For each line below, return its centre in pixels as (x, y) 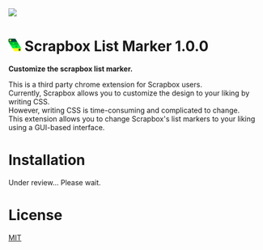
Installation (47, 160)
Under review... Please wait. (55, 182)
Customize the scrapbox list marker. (71, 69)
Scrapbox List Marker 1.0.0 (116, 47)
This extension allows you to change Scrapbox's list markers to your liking (132, 119)
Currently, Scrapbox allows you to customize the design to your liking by (129, 93)
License (36, 216)
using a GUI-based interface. (57, 127)
